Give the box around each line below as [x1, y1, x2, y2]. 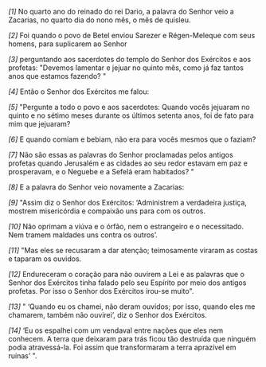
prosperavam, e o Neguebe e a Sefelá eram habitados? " [8, 167, 195, 176]
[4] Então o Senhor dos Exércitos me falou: [8, 87, 150, 96]
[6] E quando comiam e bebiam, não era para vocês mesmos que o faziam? [8, 135, 256, 144]
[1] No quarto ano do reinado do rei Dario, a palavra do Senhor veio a [8, 7, 235, 16]
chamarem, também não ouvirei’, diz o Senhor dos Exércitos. [8, 310, 207, 319]
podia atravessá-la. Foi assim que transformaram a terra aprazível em [8, 342, 237, 352]
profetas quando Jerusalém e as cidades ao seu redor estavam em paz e [8, 158, 248, 168]
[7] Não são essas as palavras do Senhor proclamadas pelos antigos [8, 150, 233, 159]
